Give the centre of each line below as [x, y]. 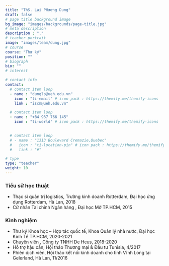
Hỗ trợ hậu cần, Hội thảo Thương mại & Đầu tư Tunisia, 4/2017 [76, 247]
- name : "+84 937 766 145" [39, 117]
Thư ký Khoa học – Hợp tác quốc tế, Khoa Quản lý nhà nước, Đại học [83, 231]
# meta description [26, 29]
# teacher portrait [26, 38]
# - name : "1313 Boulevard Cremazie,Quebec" [58, 140]
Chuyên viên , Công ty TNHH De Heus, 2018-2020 [65, 242]
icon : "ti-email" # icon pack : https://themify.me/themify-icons [86, 99]
